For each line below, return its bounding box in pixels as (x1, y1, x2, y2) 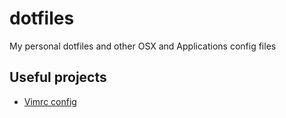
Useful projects (9, 69, 107, 86)
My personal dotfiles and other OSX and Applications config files (9, 40, 277, 52)
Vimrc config (23, 95, 77, 107)
